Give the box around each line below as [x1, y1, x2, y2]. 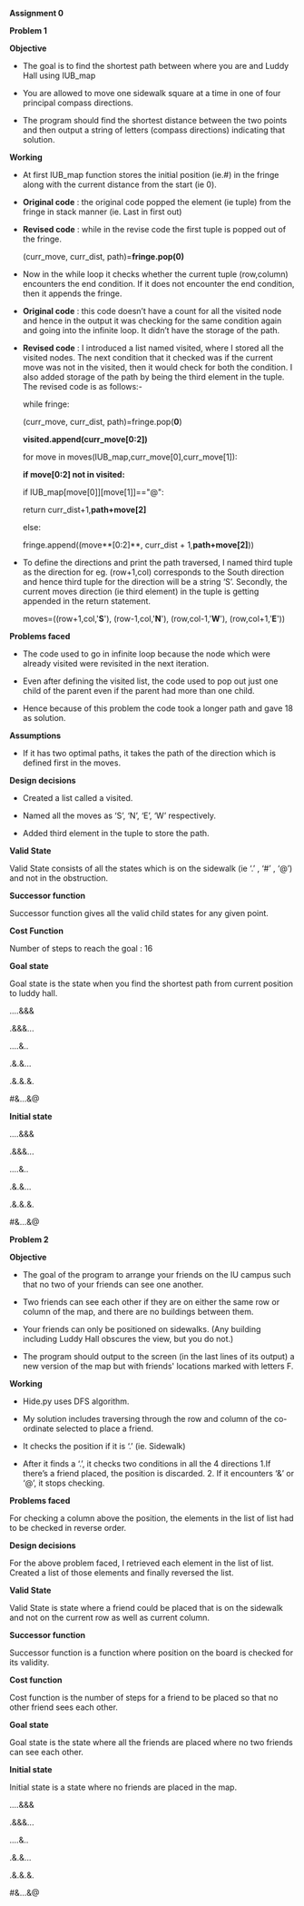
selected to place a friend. [55, 1423, 154, 1434]
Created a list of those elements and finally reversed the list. [9, 1567, 234, 1578]
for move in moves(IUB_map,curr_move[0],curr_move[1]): [22, 451, 238, 462]
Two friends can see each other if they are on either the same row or [22, 1297, 279, 1307]
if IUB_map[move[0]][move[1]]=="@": [22, 487, 164, 498]
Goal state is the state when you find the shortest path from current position [9, 978, 293, 989]
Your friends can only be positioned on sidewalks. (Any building [22, 1324, 261, 1334]
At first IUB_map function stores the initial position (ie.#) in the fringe [22, 170, 279, 180]
